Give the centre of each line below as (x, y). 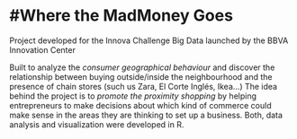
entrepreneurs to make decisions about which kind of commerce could (140, 105)
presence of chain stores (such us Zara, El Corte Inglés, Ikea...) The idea (143, 86)
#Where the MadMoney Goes (121, 16)
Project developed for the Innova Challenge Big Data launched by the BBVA (149, 40)
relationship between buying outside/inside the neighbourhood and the (141, 76)
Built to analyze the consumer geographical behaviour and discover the (142, 67)
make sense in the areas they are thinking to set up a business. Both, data (146, 115)
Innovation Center (43, 49)
